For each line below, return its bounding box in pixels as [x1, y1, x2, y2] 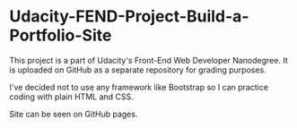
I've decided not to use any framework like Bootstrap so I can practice [9, 81, 269, 92]
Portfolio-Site [9, 25, 112, 46]
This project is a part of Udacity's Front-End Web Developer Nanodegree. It [9, 55, 289, 65]
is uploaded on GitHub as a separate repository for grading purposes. [9, 64, 266, 75]
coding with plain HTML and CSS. [9, 91, 135, 102]
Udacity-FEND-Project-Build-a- [9, 6, 249, 27]
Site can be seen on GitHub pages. [9, 108, 138, 119]
